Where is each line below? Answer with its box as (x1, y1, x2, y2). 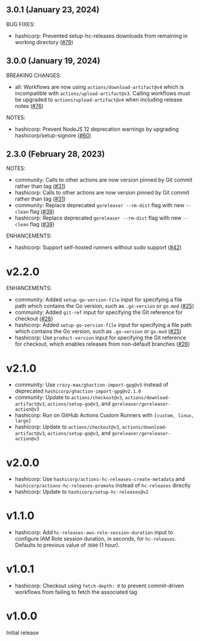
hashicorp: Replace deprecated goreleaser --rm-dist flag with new (14, 214, 182, 221)
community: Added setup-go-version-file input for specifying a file (14, 296, 183, 303)
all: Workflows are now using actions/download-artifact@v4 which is (14, 83, 184, 90)
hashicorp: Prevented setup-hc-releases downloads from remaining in (14, 32, 188, 39)
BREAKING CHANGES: (6, 72, 61, 79)
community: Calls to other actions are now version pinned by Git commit (14, 176, 193, 184)
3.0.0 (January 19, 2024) (6, 56, 100, 66)
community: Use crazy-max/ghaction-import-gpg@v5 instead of (14, 381, 169, 389)
